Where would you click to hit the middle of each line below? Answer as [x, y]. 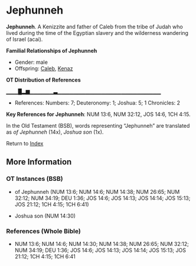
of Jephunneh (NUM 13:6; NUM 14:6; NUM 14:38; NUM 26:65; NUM [97, 192]
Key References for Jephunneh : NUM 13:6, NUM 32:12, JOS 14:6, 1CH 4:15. [98, 114]
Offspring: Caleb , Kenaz [44, 68]
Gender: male [31, 62]
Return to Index [25, 143]
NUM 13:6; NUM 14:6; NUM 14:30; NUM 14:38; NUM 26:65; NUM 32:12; [102, 244]
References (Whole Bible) [43, 231]
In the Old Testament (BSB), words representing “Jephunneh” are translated [98, 125]
